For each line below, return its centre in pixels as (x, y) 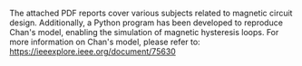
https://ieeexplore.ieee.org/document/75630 (93, 52)
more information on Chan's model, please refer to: (105, 42)
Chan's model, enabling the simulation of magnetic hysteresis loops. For (144, 32)
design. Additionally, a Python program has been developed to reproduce (146, 23)
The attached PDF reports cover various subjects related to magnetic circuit (151, 13)
